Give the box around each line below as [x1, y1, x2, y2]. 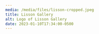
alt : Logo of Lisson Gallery [5, 16, 67, 21]
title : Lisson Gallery [5, 12, 53, 17]
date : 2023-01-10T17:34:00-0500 [5, 21, 74, 26]
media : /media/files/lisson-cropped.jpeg [5, 7, 94, 12]
